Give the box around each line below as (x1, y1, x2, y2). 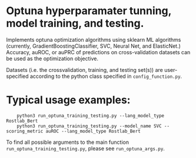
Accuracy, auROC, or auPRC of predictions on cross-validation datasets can (6, 48, 191, 55)
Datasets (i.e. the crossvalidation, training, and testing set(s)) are (6, 66, 163, 73)
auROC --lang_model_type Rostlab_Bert (45, 128, 141, 134)
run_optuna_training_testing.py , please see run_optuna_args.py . (6, 144, 165, 152)
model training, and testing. (6, 17, 144, 30)
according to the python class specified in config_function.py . (29, 73, 182, 80)
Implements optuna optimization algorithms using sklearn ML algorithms (6, 36, 181, 43)
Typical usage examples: (6, 93, 131, 107)
